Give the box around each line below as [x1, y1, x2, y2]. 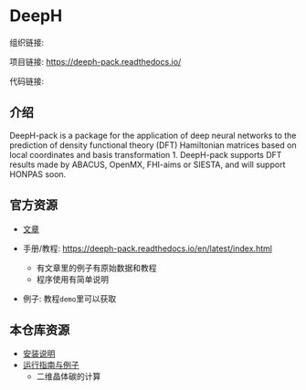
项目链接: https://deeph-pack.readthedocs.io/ [9, 56, 182, 67]
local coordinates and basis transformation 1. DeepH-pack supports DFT [9, 149, 282, 160]
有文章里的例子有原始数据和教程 [36, 262, 157, 273]
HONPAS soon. [9, 168, 67, 179]
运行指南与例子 [22, 360, 79, 371]
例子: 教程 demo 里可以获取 [22, 293, 117, 304]
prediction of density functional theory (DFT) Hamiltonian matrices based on [9, 139, 297, 151]
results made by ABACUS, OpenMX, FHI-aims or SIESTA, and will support [9, 159, 286, 170]
